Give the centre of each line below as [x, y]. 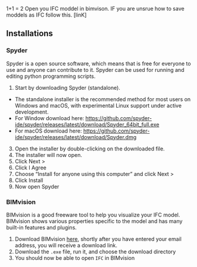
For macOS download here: [48, 131]
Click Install [29, 180]
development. [32, 112]
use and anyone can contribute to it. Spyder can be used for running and [95, 70]
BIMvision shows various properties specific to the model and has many [94, 221]
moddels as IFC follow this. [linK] [46, 15]
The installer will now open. [48, 155]
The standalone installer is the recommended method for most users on [103, 99]
